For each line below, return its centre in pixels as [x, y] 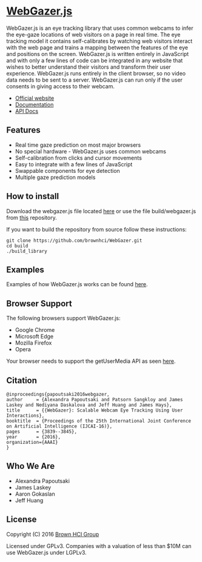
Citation [22, 380]
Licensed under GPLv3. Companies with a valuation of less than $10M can [99, 546]
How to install [33, 196]
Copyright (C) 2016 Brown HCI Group [53, 534]
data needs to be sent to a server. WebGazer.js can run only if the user [95, 80]
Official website [35, 98]
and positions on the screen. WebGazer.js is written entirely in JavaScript [98, 54]
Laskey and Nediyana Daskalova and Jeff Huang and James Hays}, [89, 405]
